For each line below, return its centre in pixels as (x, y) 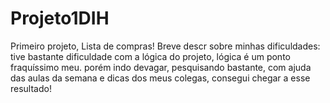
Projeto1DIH (60, 18)
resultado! (31, 88)
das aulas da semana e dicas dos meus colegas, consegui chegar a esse (160, 78)
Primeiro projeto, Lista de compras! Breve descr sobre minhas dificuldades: (165, 46)
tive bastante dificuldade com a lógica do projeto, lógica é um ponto (150, 56)
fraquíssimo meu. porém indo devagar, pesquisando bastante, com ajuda (161, 67)
